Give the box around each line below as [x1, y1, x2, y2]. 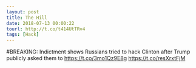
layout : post [6, 8, 39, 15]
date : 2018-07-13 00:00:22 [6, 20, 75, 26]
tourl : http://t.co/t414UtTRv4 [6, 25, 86, 32]
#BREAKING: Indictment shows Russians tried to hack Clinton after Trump [6, 48, 191, 55]
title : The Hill [6, 15, 47, 21]
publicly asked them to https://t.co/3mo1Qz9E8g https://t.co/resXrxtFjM [6, 55, 186, 62]
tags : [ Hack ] [6, 32, 39, 38]
